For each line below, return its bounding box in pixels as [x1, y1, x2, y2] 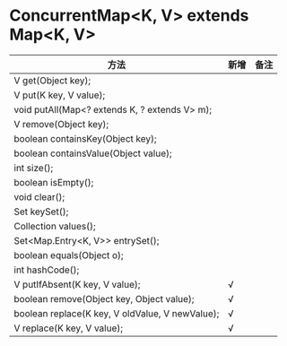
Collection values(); [13, 220, 96, 232]
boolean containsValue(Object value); [13, 147, 172, 160]
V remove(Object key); [13, 117, 109, 130]
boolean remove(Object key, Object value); [13, 292, 195, 305]
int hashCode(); [13, 264, 80, 276]
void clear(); [13, 190, 65, 203]
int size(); [13, 161, 54, 174]
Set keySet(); [13, 205, 69, 218]
